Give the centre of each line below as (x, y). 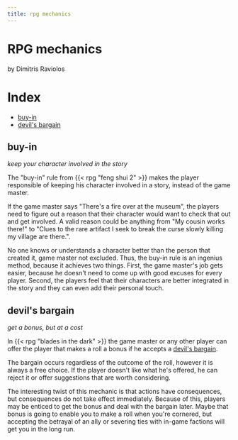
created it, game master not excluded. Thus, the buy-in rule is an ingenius (115, 258)
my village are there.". (39, 237)
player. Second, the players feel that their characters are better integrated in (118, 280)
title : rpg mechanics (39, 14)
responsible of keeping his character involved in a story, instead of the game (119, 185)
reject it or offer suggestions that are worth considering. (89, 378)
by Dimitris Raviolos (36, 69)
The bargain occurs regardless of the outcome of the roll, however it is (110, 363)
